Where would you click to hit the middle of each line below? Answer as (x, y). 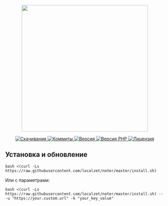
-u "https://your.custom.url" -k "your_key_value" (60, 198)
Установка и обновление (46, 155)
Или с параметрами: (27, 180)
